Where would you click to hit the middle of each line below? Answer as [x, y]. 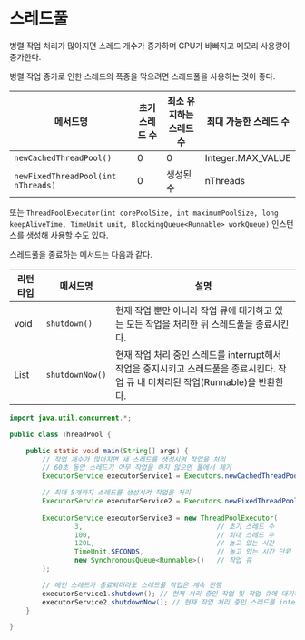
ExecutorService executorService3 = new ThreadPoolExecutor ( [160, 518]
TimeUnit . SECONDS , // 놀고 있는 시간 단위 [182, 552]
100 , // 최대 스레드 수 [174, 535]
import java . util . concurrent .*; [70, 418]
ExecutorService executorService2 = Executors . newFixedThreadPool [170, 502]
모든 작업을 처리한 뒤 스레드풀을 [190, 324]
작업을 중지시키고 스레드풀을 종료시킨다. [196, 368]
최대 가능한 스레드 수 [248, 121]
